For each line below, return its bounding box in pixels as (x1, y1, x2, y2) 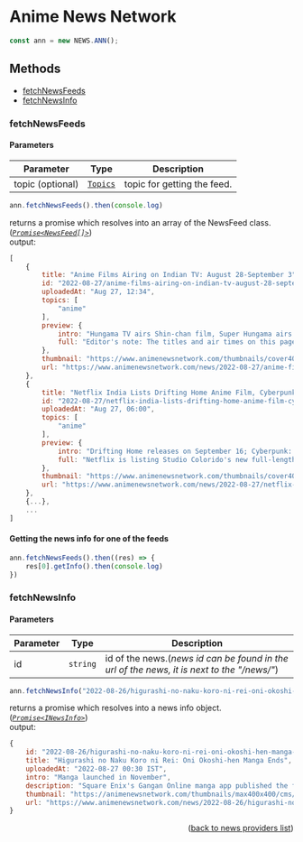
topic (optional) (14, 178, 79, 190)
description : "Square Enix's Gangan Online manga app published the (25, 781, 289, 791)
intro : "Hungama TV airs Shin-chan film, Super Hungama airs (57, 329, 293, 338)
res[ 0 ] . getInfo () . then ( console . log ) (25, 561, 164, 570)
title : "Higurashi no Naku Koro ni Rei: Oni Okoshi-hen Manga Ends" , (25, 756, 293, 765)
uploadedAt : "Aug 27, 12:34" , (41, 287, 155, 297)
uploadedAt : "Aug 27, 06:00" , (41, 404, 155, 414)
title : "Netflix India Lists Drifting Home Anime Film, (41, 388, 256, 397)
